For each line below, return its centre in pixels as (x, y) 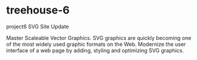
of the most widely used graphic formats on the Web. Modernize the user (96, 44)
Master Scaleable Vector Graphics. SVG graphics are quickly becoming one (99, 38)
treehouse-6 (38, 10)
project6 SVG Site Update (38, 26)
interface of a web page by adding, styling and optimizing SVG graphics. (95, 50)
